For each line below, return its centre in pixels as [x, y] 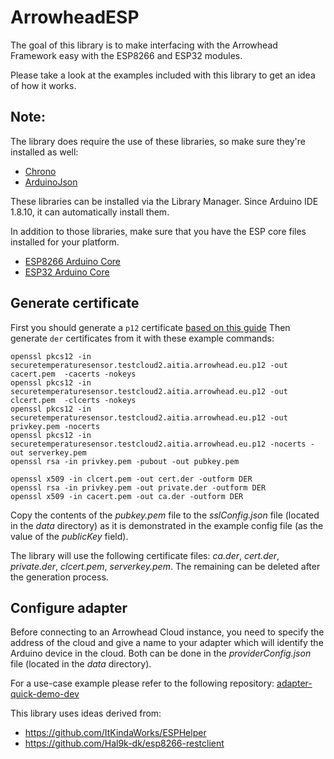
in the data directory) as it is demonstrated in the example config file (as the [167, 525]
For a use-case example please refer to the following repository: [142, 683]
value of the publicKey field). [69, 536]
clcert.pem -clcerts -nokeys [73, 400]
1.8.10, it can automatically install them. [90, 212]
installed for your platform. [65, 242]
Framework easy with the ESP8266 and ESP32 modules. [126, 55]
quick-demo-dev [45, 694]
